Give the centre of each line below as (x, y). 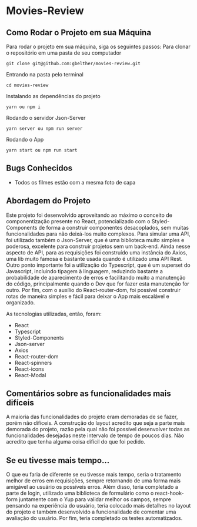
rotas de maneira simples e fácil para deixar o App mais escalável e (88, 296)
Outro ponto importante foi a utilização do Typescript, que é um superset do (98, 265)
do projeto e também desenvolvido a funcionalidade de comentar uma (91, 512)
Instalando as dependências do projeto (54, 96)
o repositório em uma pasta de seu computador (64, 53)
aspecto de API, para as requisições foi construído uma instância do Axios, (97, 252)
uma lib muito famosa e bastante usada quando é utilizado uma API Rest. (94, 259)
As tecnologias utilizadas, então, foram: (54, 314)
